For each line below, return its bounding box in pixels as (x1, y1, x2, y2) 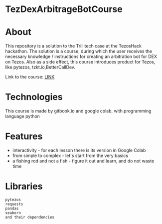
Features (5, 131, 43, 142)
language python (5, 113, 40, 119)
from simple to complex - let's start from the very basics (12, 152, 129, 158)
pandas (5, 206, 19, 211)
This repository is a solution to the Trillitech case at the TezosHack (5, 43, 142, 49)
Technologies (5, 91, 63, 103)
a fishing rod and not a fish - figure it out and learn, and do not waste (12, 158, 155, 163)
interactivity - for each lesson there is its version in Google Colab (12, 147, 146, 153)
